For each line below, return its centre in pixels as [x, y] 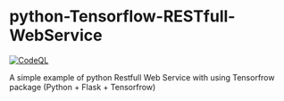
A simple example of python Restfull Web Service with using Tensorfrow [142, 77]
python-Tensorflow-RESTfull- [122, 17]
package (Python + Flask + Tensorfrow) [83, 87]
